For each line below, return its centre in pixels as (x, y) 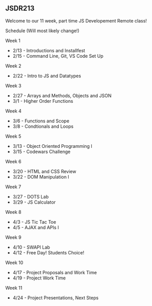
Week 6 (13, 161)
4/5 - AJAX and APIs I (36, 227)
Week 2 (13, 65)
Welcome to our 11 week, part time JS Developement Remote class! (76, 20)
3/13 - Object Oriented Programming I (52, 146)
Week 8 (13, 212)
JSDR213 (20, 8)
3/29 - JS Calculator (34, 202)
